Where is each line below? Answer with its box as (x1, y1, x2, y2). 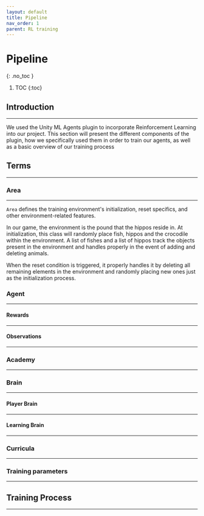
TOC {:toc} (15, 84, 42, 91)
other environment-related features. (6, 212, 96, 219)
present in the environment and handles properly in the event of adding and (6, 243, 195, 250)
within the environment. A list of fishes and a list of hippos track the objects (6, 237, 195, 244)
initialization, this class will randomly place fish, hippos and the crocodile (6, 230, 188, 238)
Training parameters (6, 467, 68, 476)
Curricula (6, 444, 35, 453)
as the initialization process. (6, 275, 76, 282)
